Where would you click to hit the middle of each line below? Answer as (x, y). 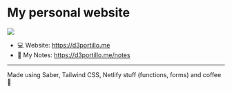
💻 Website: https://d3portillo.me (64, 45)
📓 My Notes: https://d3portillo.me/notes (74, 55)
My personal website (69, 13)
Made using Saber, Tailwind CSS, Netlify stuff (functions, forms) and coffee (114, 74)
